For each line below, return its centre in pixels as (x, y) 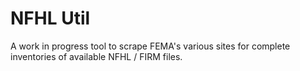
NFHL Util (50, 18)
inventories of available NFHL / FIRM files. (96, 56)
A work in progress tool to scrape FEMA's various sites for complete (150, 46)
